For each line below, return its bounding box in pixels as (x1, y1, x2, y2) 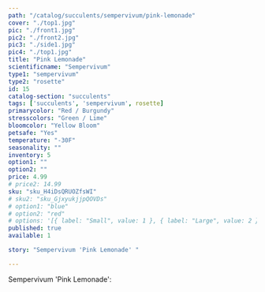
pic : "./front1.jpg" (8, 26, 77, 34)
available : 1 (8, 232, 51, 240)
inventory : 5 (8, 151, 51, 159)
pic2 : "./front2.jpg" (8, 33, 80, 42)
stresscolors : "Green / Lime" (8, 114, 108, 122)
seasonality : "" (8, 144, 62, 152)
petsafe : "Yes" (8, 129, 58, 137)
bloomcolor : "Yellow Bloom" (8, 122, 101, 129)
